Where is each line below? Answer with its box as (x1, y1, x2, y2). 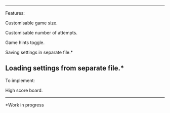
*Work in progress (5, 102, 44, 108)
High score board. (5, 87, 43, 93)
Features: (5, 10, 25, 16)
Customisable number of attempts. (5, 30, 77, 35)
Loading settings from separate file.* (5, 64, 124, 72)
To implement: (5, 77, 35, 84)
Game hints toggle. (5, 40, 45, 46)
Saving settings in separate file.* (5, 49, 73, 55)
